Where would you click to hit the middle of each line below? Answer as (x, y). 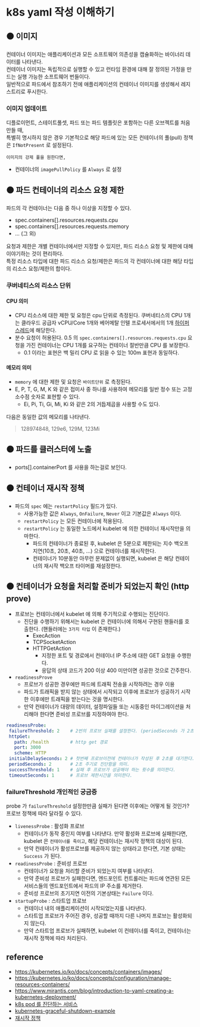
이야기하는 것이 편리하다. (35, 254)
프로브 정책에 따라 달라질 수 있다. (44, 813)
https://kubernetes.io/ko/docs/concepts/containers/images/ (88, 971)
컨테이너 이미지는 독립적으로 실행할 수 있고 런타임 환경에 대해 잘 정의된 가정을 (96, 69)
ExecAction (46, 635)
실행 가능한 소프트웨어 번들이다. (54, 76)
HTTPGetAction (52, 648)
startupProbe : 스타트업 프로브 (51, 900)
